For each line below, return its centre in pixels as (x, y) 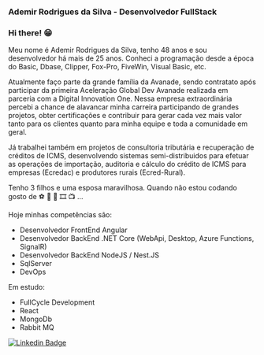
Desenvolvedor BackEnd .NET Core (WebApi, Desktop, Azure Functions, (137, 239)
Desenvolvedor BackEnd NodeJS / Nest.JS (89, 255)
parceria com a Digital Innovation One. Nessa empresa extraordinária (120, 99)
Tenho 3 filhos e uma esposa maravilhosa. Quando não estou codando (123, 188)
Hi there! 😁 (30, 32)
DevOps (33, 272)
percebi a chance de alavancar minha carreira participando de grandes (123, 107)
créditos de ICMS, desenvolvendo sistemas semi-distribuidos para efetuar (129, 156)
